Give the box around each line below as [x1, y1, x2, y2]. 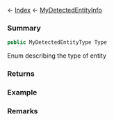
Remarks [7, 106, 38, 115]
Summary [7, 23, 42, 33]
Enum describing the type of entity [7, 51, 106, 60]
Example [7, 88, 38, 97]
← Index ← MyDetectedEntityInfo [7, 6, 102, 14]
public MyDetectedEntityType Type [7, 39, 108, 46]
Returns [7, 69, 35, 79]
